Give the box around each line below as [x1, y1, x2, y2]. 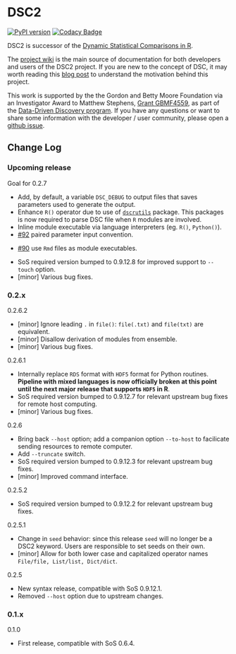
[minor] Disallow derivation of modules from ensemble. [17, 335, 178, 343]
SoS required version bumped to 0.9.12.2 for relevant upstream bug [17, 499, 213, 508]
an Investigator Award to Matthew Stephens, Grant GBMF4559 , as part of [7, 98, 220, 107]
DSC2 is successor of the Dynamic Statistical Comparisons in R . [7, 41, 194, 49]
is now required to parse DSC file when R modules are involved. [17, 215, 202, 223]
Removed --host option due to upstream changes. [17, 591, 164, 600]
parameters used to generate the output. [17, 200, 136, 208]
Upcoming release [7, 163, 72, 173]
